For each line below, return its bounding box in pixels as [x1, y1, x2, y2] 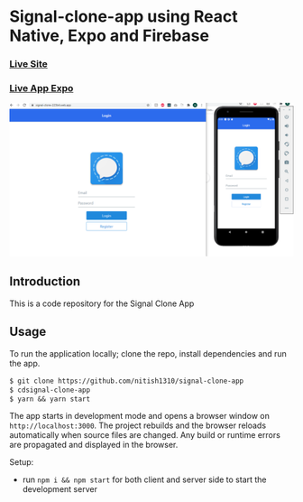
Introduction [9, 274, 81, 290]
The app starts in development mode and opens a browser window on [9, 410, 271, 421]
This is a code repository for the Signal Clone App [9, 298, 195, 309]
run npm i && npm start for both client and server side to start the [22, 474, 268, 485]
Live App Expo [9, 82, 74, 95]
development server [22, 483, 97, 494]
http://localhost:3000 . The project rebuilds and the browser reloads [9, 420, 267, 431]
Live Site [9, 58, 48, 70]
